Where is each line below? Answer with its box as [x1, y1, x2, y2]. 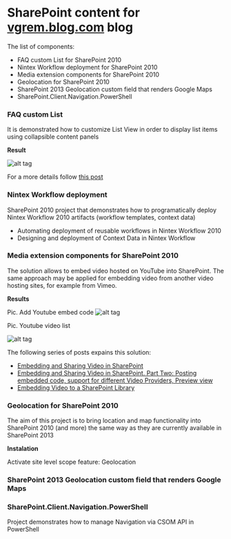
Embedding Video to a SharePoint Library [17, 383, 135, 391]
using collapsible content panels [7, 133, 99, 141]
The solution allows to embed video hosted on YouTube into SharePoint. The [7, 266, 224, 275]
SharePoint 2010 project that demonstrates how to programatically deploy [7, 206, 217, 214]
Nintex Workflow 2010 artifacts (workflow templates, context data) [7, 213, 196, 222]
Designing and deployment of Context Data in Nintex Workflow [17, 233, 196, 242]
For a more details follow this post [7, 173, 103, 181]
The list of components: [7, 42, 74, 50]
